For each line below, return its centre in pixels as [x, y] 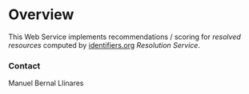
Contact [24, 65]
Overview [41, 15]
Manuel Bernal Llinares [46, 83]
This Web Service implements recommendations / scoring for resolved [125, 37]
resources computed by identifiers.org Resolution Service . [104, 45]
